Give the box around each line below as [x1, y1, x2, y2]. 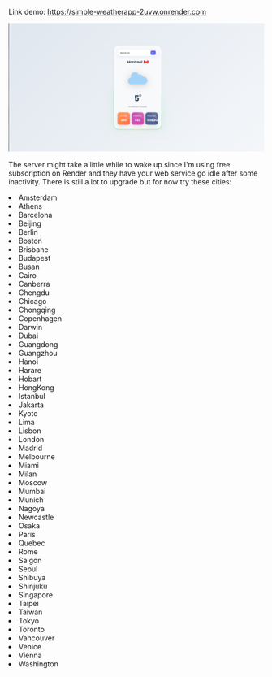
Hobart [19, 374, 42, 384]
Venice [19, 641, 42, 651]
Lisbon [19, 426, 41, 436]
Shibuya [19, 572, 46, 582]
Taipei [19, 598, 39, 608]
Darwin [19, 322, 43, 332]
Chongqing [19, 305, 56, 315]
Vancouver [19, 633, 55, 643]
